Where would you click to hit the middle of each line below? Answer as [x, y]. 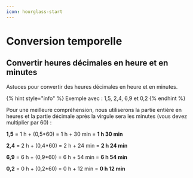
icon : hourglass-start [34, 12]
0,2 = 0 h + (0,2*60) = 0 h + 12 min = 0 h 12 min [66, 168]
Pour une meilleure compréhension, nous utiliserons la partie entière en [94, 110]
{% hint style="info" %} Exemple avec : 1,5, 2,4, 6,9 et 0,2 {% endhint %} [96, 98]
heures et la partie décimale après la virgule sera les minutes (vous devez [96, 116]
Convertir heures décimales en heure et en [87, 63]
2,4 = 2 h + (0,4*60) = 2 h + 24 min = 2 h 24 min [67, 145]
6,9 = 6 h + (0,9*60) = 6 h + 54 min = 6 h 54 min [67, 157]
